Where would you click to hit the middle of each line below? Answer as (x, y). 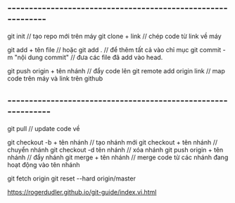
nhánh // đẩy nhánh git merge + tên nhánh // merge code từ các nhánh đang (118, 157)
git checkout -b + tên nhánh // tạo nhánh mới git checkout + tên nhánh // (113, 142)
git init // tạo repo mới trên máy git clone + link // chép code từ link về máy (114, 36)
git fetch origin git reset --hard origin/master (71, 178)
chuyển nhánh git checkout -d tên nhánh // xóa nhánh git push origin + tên (115, 149)
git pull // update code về (44, 128)
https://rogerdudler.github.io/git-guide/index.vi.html (82, 192)
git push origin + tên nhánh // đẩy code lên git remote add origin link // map (116, 70)
